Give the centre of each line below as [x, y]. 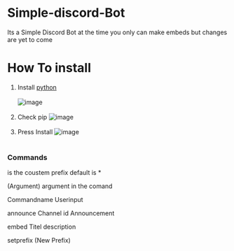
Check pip [32, 117]
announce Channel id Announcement [61, 213]
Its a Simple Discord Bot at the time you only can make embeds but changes [117, 32]
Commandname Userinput [45, 200]
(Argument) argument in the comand [60, 186]
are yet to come [30, 39]
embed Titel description [42, 227]
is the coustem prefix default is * [54, 173]
